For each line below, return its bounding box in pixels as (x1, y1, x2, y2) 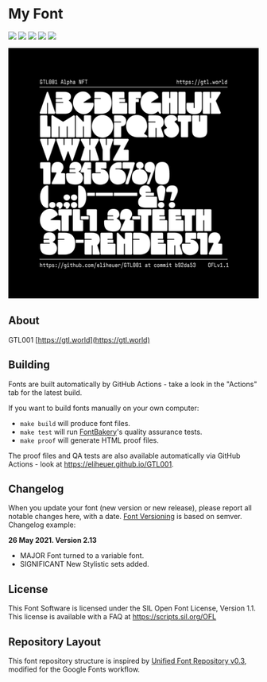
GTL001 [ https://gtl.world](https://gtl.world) (8, 335, 151, 344)
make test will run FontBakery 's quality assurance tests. (19, 427, 203, 436)
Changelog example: (8, 520, 76, 529)
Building (8, 358, 50, 372)
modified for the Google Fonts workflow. (8, 665, 141, 674)
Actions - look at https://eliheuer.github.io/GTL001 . (8, 459, 174, 469)
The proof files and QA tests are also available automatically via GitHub (8, 451, 241, 460)
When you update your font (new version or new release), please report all (8, 503, 252, 513)
